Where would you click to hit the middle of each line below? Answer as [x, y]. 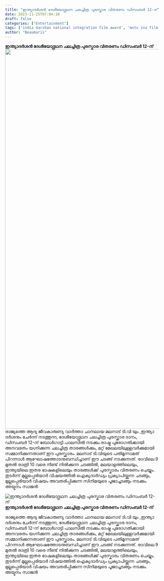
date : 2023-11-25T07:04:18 [32, 14]
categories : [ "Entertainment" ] [37, 23]
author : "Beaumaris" [26, 32]
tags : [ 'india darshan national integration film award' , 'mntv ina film [82, 28]
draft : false [18, 19]
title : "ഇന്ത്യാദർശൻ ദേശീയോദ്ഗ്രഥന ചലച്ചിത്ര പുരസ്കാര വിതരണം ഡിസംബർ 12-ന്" [82, 10]
